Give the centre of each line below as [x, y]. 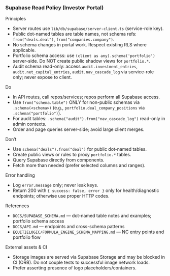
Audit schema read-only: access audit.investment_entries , [75, 66]
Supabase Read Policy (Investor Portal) [55, 8]
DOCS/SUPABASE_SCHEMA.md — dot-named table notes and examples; [82, 216]
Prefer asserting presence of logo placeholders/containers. [75, 268]
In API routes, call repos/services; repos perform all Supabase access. [86, 97]
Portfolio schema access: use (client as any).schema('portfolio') [84, 56]
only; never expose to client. [42, 77]
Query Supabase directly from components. [59, 160]
